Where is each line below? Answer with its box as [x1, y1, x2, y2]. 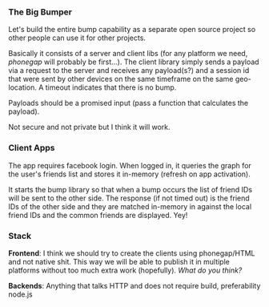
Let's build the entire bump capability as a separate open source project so [8, 25, 256, 34]
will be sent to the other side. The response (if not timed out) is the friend [8, 193, 250, 203]
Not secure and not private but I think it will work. [8, 123, 171, 132]
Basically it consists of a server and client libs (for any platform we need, [8, 49, 248, 59]
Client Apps [8, 143, 55, 154]
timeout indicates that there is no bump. [45, 83, 177, 92]
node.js [8, 289, 34, 299]
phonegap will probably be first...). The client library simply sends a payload [8, 57, 259, 67]
